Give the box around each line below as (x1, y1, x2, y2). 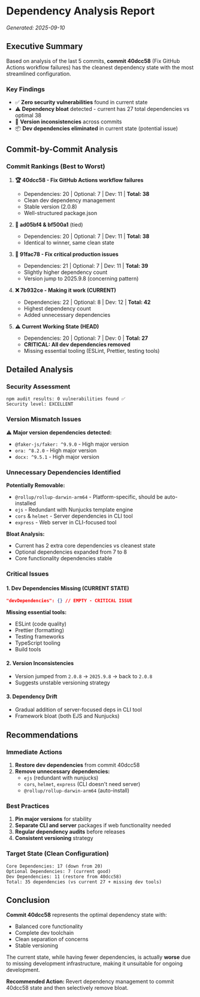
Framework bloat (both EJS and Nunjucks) (14, 712, 120, 720)
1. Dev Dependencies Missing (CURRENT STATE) (6, 584, 130, 591)
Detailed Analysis (6, 364, 74, 375)
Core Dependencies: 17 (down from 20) (6, 863, 103, 869)
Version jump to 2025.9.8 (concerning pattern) (23, 274, 139, 282)
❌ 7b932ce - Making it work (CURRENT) (14, 286, 117, 294)
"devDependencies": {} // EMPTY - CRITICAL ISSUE (6, 598, 133, 604)
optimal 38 (14, 112, 42, 119)
